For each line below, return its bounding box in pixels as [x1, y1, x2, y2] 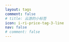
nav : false [5, 25, 27, 30]
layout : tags [5, 7, 32, 12]
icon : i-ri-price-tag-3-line [5, 20, 64, 26]
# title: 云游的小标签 [5, 16, 47, 21]
